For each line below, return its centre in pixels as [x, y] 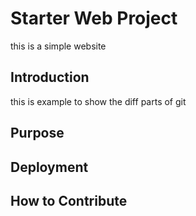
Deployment [49, 167]
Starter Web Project [94, 18]
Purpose [37, 133]
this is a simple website [58, 46]
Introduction [50, 77]
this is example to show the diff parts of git [98, 101]
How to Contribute [69, 200]
